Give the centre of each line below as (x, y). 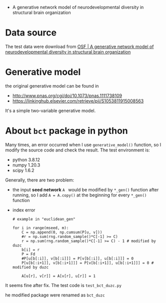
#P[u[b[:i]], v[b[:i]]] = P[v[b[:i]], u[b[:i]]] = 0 (78, 258)
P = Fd (28, 254)
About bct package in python (67, 131)
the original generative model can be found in (52, 86)
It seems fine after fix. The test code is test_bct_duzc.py (63, 285)
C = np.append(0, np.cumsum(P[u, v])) (62, 232)
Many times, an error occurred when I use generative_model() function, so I (83, 144)
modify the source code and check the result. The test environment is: (77, 150)
